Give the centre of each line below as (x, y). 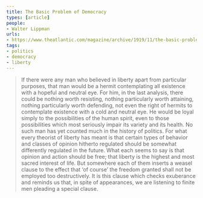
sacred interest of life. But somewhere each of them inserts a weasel (106, 163)
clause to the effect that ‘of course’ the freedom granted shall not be (106, 169)
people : (16, 23)
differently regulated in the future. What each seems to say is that (102, 150)
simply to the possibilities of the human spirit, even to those (95, 118)
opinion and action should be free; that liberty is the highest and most (108, 156)
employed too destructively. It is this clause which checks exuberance (108, 176)
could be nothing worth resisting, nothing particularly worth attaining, (107, 99)
